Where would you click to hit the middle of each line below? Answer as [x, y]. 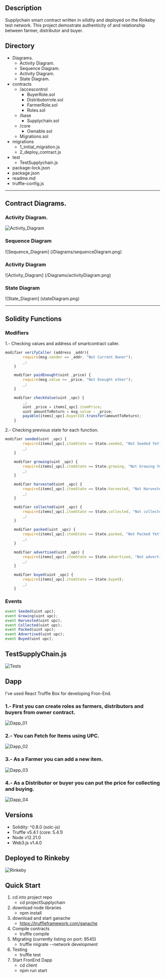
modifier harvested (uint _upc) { [48, 485]
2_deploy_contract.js [40, 152]
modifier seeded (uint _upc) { [36, 439]
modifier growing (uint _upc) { [46, 462]
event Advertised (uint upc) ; [35, 634]
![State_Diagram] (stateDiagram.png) [42, 299]
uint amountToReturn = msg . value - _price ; [68, 411]
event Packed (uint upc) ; [30, 630]
